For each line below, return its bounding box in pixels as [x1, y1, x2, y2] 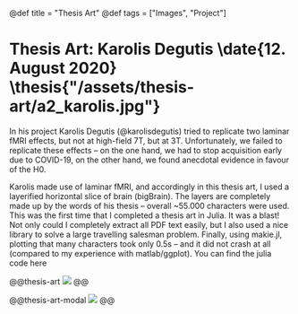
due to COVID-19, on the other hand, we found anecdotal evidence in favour [9, 154, 289, 165]
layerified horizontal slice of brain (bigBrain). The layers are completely [9, 190, 271, 201]
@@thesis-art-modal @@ [9, 294, 115, 305]
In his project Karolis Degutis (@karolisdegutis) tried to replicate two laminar [9, 126, 290, 136]
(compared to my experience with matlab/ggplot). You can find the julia [9, 248, 272, 258]
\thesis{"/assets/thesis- [9, 77, 195, 98]
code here [9, 257, 47, 268]
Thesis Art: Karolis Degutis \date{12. [9, 39, 286, 59]
